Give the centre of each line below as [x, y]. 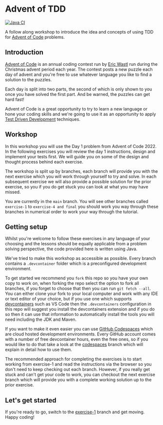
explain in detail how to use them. [39, 350]
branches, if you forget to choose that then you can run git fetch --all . [78, 289]
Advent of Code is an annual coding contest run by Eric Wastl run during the [81, 64]
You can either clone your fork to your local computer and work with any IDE [81, 294]
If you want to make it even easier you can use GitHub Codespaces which [79, 329]
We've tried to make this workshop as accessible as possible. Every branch [81, 259]
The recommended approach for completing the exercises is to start [73, 359]
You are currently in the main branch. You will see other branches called [77, 201]
